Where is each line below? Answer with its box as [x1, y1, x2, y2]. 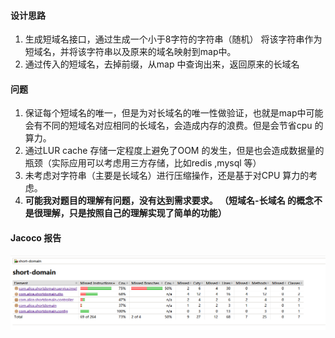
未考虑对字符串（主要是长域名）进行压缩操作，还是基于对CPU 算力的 [24, 170, 310, 182]
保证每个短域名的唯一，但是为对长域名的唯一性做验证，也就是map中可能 [24, 107, 324, 119]
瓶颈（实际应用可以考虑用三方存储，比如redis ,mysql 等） [24, 157, 262, 169]
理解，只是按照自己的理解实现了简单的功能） [42, 207, 227, 219]
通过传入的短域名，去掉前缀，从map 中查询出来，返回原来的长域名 [24, 58, 300, 70]
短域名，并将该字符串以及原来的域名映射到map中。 [24, 46, 237, 58]
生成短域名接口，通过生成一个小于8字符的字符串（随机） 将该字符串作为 [24, 33, 323, 45]
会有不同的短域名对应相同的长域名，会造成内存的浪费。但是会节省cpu [24, 120, 313, 132]
